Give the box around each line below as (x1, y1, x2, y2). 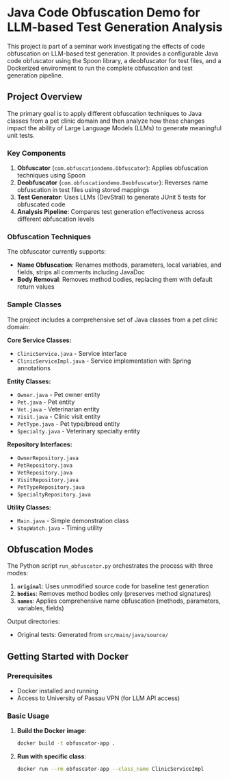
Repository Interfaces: (7, 440, 73, 448)
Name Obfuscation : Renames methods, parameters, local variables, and (16, 261, 221, 269)
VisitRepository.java (16, 477, 79, 483)
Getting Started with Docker (7, 650, 129, 662)
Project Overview (7, 91, 83, 103)
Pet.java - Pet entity (16, 398, 75, 406)
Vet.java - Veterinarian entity (16, 405, 100, 413)
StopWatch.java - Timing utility (16, 523, 103, 532)
